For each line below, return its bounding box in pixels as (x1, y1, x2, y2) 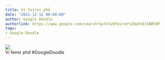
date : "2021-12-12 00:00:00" (5, 12, 66, 17)
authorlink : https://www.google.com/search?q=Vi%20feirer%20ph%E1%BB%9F (5, 21, 160, 26)
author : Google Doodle (5, 16, 53, 21)
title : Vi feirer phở (5, 7, 51, 12)
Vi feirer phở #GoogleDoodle (5, 49, 65, 55)
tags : (5, 26, 17, 31)
